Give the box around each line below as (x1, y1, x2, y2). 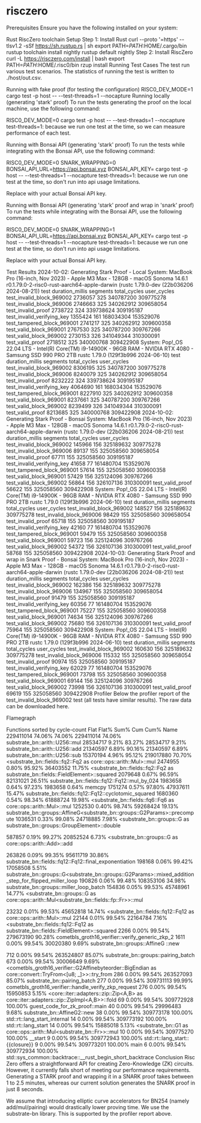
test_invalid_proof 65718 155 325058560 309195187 (6, 517, 135, 524)
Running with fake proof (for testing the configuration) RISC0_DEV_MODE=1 (6, 85, 193, 93)
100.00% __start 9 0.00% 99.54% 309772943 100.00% (6, 1034, 143, 1041)
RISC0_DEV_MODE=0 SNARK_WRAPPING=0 (6, 159, 116, 166)
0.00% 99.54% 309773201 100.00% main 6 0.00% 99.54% (39, 1041, 187, 1048)
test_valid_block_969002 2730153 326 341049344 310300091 (6, 332, 160, 339)
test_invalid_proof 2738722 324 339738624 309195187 (6, 307, 143, 314)
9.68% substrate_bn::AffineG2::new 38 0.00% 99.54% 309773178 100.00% (6, 1009, 193, 1016)
